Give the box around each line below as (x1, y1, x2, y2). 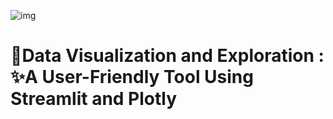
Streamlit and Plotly (10, 88, 178, 110)
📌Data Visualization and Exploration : (10, 45, 325, 67)
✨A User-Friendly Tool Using (10, 66, 254, 89)
